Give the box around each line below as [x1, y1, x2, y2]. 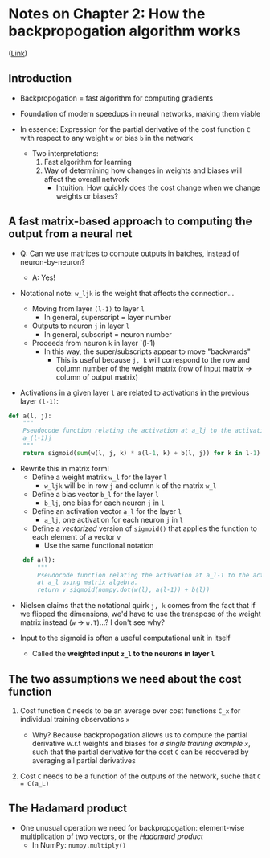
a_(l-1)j [22, 434, 52, 442]
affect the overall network [43, 174, 130, 183]
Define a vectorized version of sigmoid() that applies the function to [31, 523, 257, 533]
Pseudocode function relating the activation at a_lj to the [22, 427, 231, 435]
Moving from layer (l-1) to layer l [31, 303, 145, 314]
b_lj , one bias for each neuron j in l [43, 498, 165, 507]
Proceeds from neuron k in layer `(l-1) [31, 338, 156, 347]
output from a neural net [8, 227, 133, 241]
